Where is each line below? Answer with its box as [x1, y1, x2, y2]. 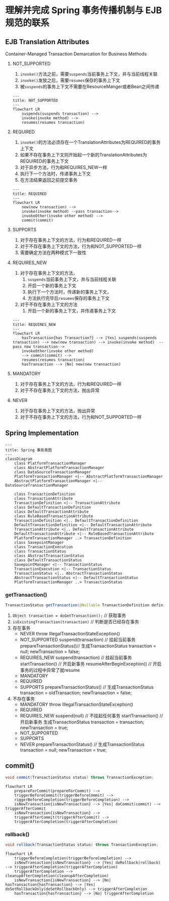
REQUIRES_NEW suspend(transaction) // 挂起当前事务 [20, 654, 132, 661]
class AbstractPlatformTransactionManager [14, 465, 105, 470]
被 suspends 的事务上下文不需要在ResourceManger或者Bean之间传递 [20, 84, 159, 90]
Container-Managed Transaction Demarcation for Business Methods [5, 51, 147, 57]
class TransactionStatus [14, 549, 66, 554]
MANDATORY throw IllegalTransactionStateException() [20, 701, 133, 707]
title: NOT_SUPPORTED [12, 98, 58, 103]
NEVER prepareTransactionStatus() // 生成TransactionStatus [20, 741, 145, 747]
